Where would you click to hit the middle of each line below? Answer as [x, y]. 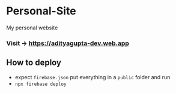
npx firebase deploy [41, 84]
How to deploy [34, 63]
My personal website [32, 28]
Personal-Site [41, 11]
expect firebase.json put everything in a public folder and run [93, 77]
